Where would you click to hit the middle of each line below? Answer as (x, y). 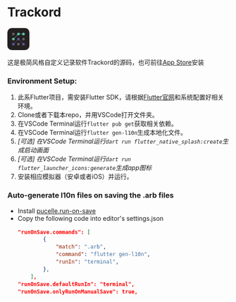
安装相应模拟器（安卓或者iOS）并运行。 (75, 176)
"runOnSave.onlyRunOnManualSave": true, (77, 291)
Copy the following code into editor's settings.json (91, 218)
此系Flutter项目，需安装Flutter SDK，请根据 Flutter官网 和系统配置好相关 (120, 97)
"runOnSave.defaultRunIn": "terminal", (76, 284)
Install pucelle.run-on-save (57, 211)
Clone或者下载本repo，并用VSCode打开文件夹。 (88, 115)
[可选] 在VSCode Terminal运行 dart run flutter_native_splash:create (120, 141)
